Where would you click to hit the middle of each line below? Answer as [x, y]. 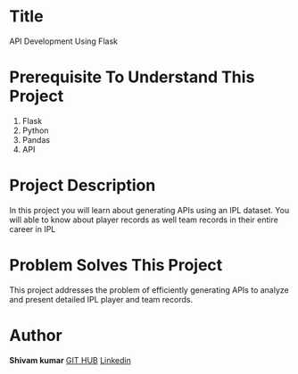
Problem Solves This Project [116, 265]
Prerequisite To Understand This [132, 77]
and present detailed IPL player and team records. [101, 299]
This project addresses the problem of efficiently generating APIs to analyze [149, 290]
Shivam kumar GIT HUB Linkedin [70, 360]
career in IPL [33, 229]
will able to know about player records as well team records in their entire [144, 220]
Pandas [36, 139]
